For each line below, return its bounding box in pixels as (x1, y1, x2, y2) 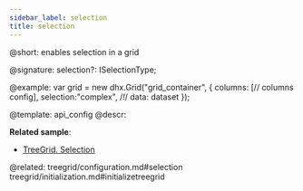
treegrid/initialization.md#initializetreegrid (9, 171, 165, 182)
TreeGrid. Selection (22, 144, 95, 155)
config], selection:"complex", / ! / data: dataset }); (9, 91, 191, 102)
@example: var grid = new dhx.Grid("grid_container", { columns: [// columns (9, 81, 294, 92)
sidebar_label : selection (9, 13, 107, 23)
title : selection (9, 22, 75, 31)
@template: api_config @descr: (9, 109, 127, 119)
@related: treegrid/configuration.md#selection (9, 161, 183, 172)
